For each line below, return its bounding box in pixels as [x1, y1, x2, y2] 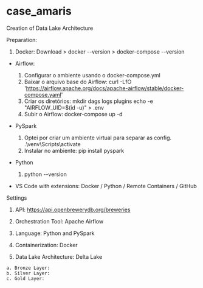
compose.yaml [24, 91, 62, 98]
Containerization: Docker [15, 241, 78, 248]
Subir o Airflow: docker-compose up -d [24, 110, 123, 118]
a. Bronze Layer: [6, 265, 50, 271]
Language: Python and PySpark [15, 230, 95, 237]
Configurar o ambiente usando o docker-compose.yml [24, 71, 161, 79]
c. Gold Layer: [6, 275, 45, 281]
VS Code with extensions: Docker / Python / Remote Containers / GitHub [15, 182, 198, 189]
